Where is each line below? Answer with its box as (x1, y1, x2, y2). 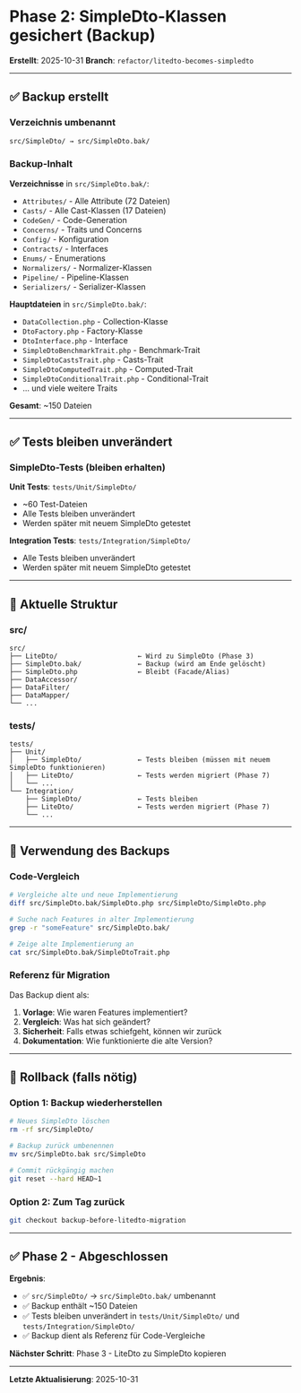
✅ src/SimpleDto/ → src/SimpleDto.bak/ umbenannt (21, 1290, 217, 1301)
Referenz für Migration (9, 969, 110, 982)
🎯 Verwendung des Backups (9, 843, 170, 858)
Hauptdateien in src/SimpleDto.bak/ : (9, 298, 147, 309)
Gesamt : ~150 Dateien (9, 400, 92, 411)
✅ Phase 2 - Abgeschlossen (9, 1249, 168, 1265)
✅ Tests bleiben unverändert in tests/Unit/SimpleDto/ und (21, 1311, 240, 1321)
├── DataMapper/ (9, 691, 70, 700)
